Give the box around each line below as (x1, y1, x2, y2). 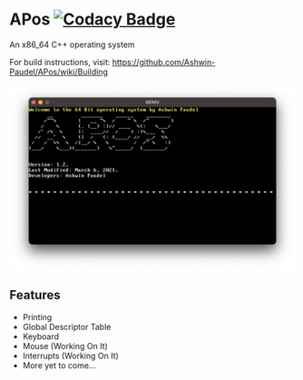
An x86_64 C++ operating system (9, 39, 135, 50)
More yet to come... (22, 359, 96, 371)
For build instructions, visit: (9, 56, 111, 67)
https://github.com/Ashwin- (112, 56, 216, 67)
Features (9, 287, 61, 303)
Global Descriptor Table (22, 321, 112, 332)
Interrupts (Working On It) (22, 350, 120, 361)
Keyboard (22, 331, 60, 342)
